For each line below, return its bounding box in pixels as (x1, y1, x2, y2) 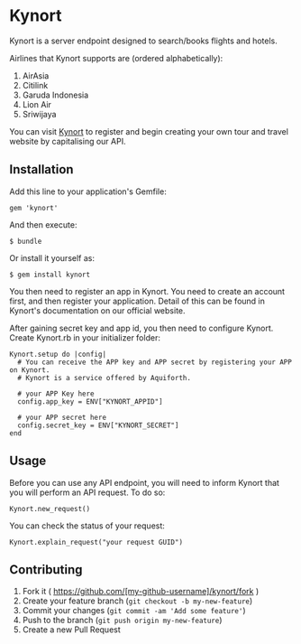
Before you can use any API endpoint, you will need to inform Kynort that (9, 477, 279, 488)
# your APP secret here (17, 413, 106, 422)
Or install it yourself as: (9, 252, 95, 263)
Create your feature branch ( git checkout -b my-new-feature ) (22, 595, 253, 606)
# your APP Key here (17, 389, 95, 398)
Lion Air (22, 98, 52, 109)
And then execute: (9, 219, 78, 230)
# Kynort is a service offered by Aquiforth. (17, 373, 192, 382)
